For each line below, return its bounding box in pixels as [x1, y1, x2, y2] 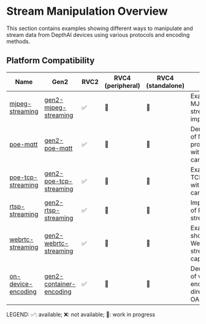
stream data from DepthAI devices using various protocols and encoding [6, 31, 190, 38]
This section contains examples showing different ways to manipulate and [6, 25, 193, 32]
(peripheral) [104, 81, 140, 90]
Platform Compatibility [6, 55, 95, 66]
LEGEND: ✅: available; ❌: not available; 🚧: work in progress [6, 310, 155, 318]
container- [44, 279, 76, 288]
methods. [6, 37, 31, 45]
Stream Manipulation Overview [6, 4, 168, 18]
